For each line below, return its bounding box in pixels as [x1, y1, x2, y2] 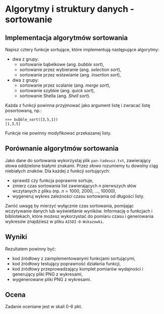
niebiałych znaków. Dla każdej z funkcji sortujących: [5, 168, 110, 174]
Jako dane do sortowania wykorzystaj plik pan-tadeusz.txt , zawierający [5, 157, 151, 163]
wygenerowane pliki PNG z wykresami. [12, 276, 92, 282]
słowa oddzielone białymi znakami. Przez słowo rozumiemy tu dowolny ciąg [5, 163, 158, 169]
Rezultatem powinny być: [5, 245, 56, 252]
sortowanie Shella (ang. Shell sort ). [19, 93, 91, 99]
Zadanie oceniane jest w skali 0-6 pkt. [5, 304, 82, 310]
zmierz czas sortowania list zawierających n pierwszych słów [12, 182, 137, 188]
